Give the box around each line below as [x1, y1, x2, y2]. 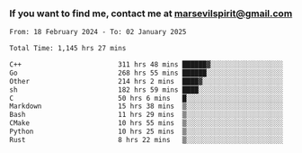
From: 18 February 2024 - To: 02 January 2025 [9, 28, 187, 37]
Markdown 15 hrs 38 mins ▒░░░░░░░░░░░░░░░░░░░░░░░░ [9, 102, 283, 111]
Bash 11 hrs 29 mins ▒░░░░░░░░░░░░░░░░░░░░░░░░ [9, 111, 283, 120]
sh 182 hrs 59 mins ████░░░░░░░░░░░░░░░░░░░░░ [9, 85, 283, 94]
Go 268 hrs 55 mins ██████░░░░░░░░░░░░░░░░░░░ [9, 68, 283, 77]
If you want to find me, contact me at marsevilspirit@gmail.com [9, 7, 293, 20]
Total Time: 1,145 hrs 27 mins [9, 44, 127, 53]
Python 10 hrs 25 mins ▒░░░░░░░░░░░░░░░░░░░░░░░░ [9, 127, 283, 137]
